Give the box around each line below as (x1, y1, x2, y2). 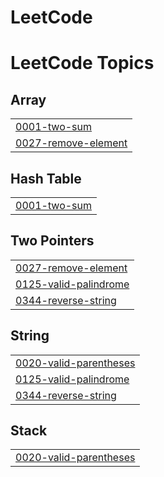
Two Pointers (10, 232, 95, 250)
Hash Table (10, 170, 82, 187)
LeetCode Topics (10, 52, 155, 75)
